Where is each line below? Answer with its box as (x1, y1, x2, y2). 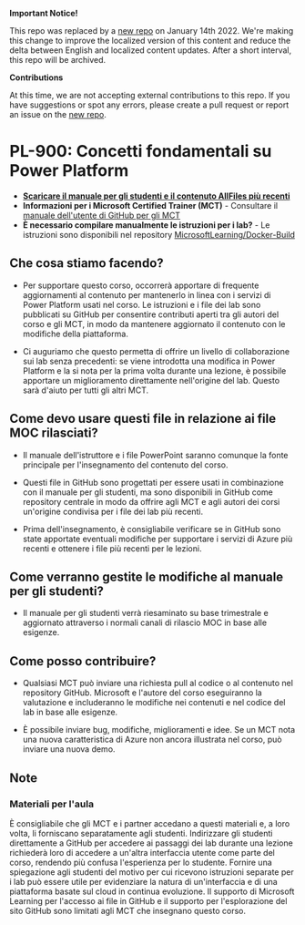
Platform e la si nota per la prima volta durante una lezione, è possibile (22, 365, 287, 376)
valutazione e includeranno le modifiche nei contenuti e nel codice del (22, 697, 286, 708)
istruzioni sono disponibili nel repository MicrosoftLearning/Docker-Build (22, 229, 296, 240)
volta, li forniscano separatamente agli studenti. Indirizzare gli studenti (9, 827, 273, 838)
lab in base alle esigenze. (22, 706, 118, 718)
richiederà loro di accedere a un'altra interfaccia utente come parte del (9, 847, 275, 858)
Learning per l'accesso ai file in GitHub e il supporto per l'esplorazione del (9, 895, 288, 906)
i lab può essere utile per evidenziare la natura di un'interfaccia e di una (9, 876, 278, 887)
